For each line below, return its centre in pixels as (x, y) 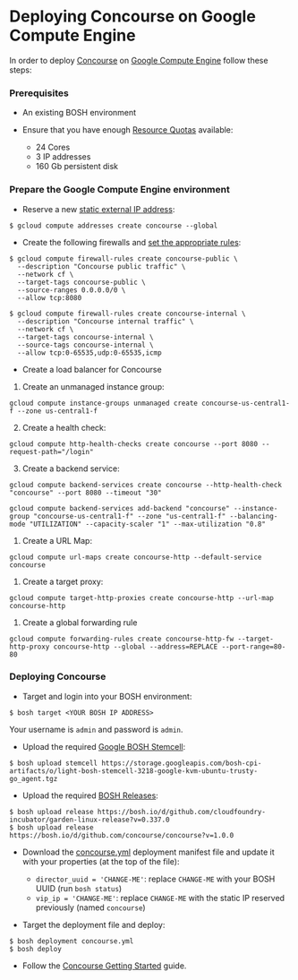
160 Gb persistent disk (77, 167)
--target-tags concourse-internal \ (85, 337)
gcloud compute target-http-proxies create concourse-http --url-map (142, 597)
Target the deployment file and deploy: (94, 924)
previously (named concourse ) (90, 907)
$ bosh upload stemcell (54, 763)
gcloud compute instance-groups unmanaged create (104, 403)
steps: (21, 70)
